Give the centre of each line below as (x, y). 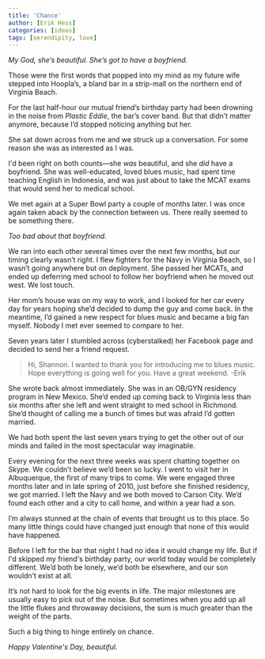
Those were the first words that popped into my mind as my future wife (124, 75)
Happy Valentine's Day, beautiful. (63, 647)
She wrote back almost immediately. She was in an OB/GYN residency (123, 388)
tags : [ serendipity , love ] (53, 38)
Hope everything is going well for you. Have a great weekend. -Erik (137, 373)
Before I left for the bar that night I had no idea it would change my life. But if (133, 551)
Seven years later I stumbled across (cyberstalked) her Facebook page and (131, 341)
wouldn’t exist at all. (41, 576)
